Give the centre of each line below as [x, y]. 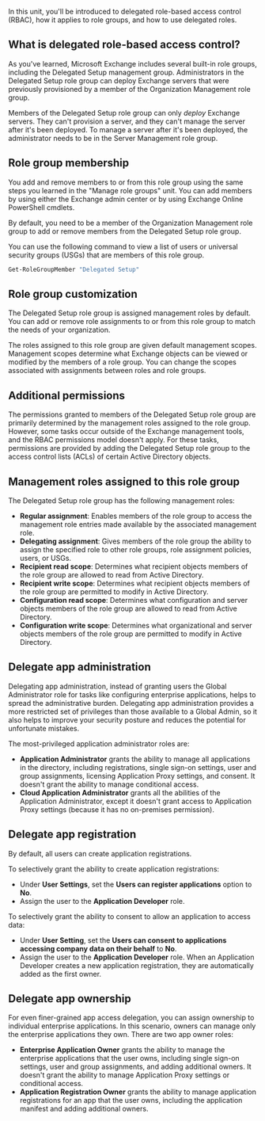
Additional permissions [66, 395]
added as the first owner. [60, 974]
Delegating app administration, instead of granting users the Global [117, 686]
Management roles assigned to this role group [124, 481]
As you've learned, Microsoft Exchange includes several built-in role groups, [132, 63]
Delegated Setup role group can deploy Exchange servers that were [119, 80]
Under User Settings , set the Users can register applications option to [136, 884]
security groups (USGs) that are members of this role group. [106, 255]
